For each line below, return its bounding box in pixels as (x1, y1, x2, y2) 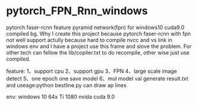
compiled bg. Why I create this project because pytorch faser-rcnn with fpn (6, 30, 191, 37)
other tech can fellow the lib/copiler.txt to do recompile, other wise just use (6, 49, 190, 56)
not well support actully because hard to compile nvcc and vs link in (6, 36, 172, 43)
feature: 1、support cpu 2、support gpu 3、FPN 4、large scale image (6, 67, 177, 75)
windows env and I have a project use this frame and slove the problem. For (6, 43, 192, 50)
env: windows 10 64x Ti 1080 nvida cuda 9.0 (6, 93, 115, 100)
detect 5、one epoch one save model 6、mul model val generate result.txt (6, 75, 188, 82)
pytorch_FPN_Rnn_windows (6, 4, 148, 18)
